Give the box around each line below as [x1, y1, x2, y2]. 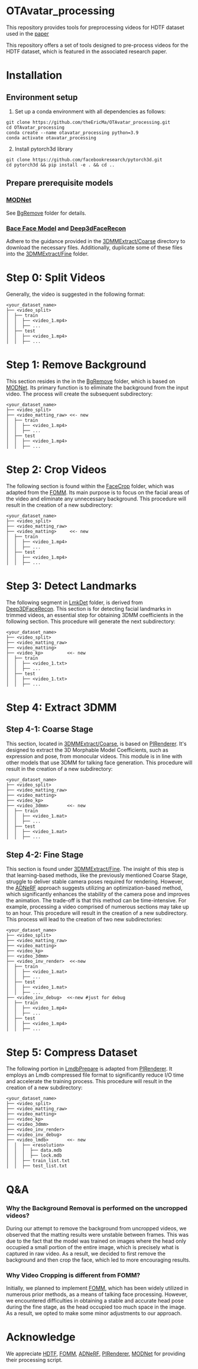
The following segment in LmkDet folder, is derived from [6, 599, 143, 606]
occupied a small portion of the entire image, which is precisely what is [6, 1243, 179, 1250]
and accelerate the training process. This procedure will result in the [6, 1078, 173, 1085]
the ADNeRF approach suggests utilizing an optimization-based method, [6, 885, 183, 892]
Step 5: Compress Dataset [6, 1045, 138, 1059]
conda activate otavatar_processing [6, 135, 96, 141]
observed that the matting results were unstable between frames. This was [6, 1231, 189, 1238]
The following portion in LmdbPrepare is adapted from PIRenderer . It [6, 1065, 173, 1073]
